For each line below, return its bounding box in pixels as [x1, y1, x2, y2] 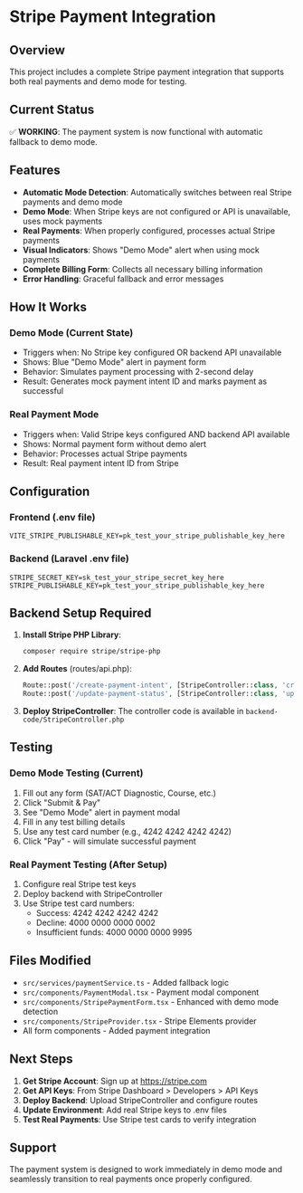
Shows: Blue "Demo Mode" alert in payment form [22, 357, 206, 367]
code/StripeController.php [22, 715, 125, 725]
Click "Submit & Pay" [22, 797, 101, 807]
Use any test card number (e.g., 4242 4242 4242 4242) [22, 826, 232, 836]
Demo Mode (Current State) [9, 326, 134, 339]
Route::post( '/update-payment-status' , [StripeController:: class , [22, 690, 279, 699]
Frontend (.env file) [9, 511, 96, 523]
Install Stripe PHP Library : [22, 629, 122, 640]
